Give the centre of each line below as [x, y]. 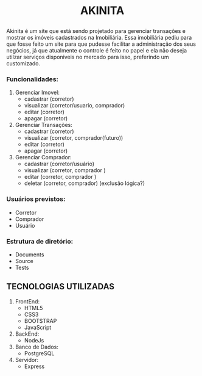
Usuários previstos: [36, 199]
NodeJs [34, 340]
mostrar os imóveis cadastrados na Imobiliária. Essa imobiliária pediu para [99, 38]
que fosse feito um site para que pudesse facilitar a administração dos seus [101, 44]
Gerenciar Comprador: [43, 157]
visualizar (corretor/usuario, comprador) [75, 106]
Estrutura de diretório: [40, 241]
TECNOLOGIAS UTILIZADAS [60, 287]
